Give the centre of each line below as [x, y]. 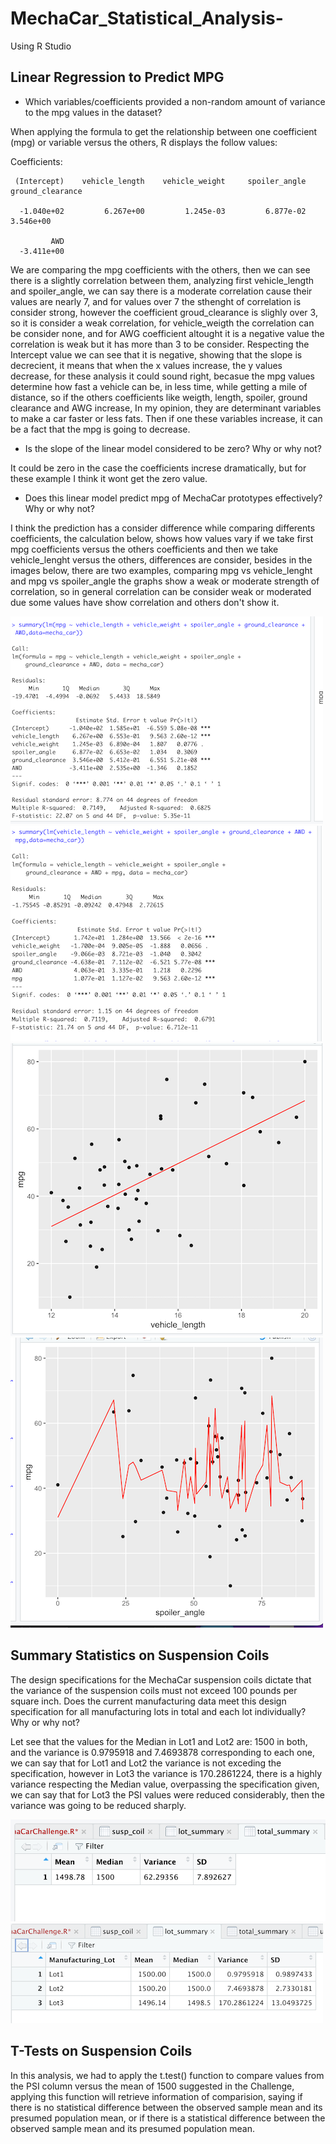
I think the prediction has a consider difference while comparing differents [163, 528]
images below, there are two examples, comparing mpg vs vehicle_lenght [161, 570]
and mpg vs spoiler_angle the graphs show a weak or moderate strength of [165, 581]
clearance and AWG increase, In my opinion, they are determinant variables [166, 408]
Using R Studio [41, 46]
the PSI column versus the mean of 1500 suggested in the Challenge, [152, 2086]
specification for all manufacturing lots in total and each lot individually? [158, 1711]
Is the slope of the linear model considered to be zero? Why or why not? [173, 448]
